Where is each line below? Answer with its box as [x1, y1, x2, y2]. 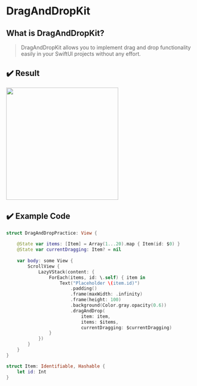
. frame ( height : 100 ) [70, 297, 121, 303]
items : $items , [81, 319, 119, 325]
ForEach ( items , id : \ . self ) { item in [48, 274, 146, 281]
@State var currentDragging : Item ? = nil [17, 247, 121, 253]
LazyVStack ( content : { [38, 269, 95, 275]
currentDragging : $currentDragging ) [81, 324, 172, 330]
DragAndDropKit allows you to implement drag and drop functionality [20, 44, 191, 51]
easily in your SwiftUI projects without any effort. [20, 50, 141, 57]
